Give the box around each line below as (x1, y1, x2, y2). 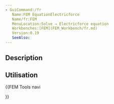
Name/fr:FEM (12, 16, 37, 21)
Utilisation (5, 70, 38, 79)
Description (5, 53, 43, 62)
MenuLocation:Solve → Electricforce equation (12, 21, 109, 26)
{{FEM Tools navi (5, 84, 41, 90)
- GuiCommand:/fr (5, 7, 42, 12)
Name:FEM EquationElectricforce (12, 12, 80, 17)
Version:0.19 (12, 30, 39, 35)
